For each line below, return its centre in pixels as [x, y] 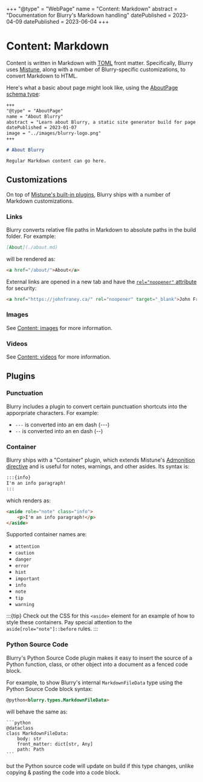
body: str [30, 739]
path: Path [31, 749]
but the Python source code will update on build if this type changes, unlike [100, 766]
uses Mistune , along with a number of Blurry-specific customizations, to [96, 69]
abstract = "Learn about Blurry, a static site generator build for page [101, 122]
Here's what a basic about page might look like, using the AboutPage [92, 87]
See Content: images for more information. [60, 328]
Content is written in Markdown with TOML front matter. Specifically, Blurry [100, 62]
